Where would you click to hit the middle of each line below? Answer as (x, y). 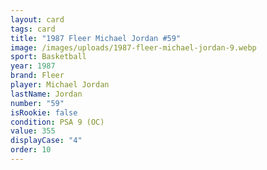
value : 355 (33, 131)
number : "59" (37, 103)
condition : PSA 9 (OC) (57, 122)
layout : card (37, 19)
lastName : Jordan (46, 94)
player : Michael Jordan (60, 85)
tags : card (33, 29)
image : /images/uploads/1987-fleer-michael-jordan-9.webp (133, 47)
